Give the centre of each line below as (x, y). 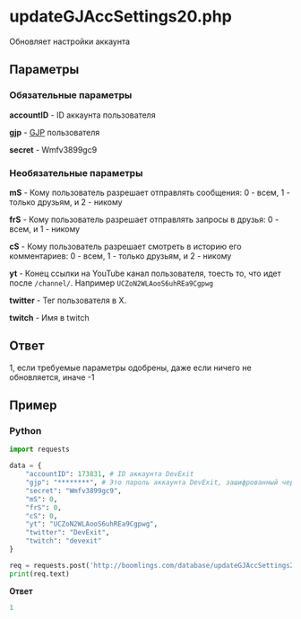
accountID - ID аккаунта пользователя (82, 115)
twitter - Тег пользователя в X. (68, 300)
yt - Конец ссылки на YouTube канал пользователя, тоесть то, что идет (145, 273)
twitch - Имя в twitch (49, 317)
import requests (39, 450)
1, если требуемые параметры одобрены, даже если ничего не (131, 367)
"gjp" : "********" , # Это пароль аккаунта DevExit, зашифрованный (152, 482)
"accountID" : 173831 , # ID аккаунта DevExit (110, 474)
